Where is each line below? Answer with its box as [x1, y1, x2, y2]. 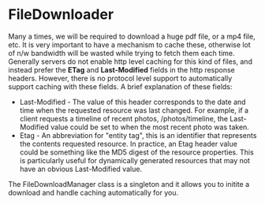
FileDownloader [8, 6, 114, 24]
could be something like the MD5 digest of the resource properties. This [19, 147, 254, 157]
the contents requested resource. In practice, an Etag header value [19, 139, 238, 148]
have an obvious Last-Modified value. [19, 164, 143, 173]
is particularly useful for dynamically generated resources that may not [19, 155, 251, 165]
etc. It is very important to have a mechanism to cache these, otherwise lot [8, 39, 251, 49]
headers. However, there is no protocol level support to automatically [8, 73, 233, 83]
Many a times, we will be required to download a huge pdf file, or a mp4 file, [8, 32, 256, 41]
